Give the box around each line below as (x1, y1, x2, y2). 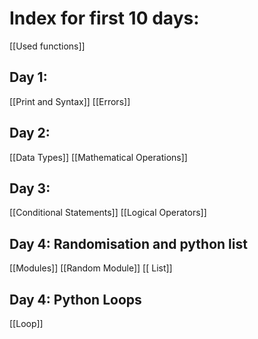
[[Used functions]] (9, 40, 86, 52)
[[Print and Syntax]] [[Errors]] (9, 95, 131, 107)
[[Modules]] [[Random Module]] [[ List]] (9, 262, 173, 274)
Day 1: (9, 69, 48, 86)
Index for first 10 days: (9, 7, 200, 30)
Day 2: (9, 125, 51, 142)
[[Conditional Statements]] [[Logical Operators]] (9, 207, 207, 219)
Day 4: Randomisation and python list (9, 235, 248, 252)
